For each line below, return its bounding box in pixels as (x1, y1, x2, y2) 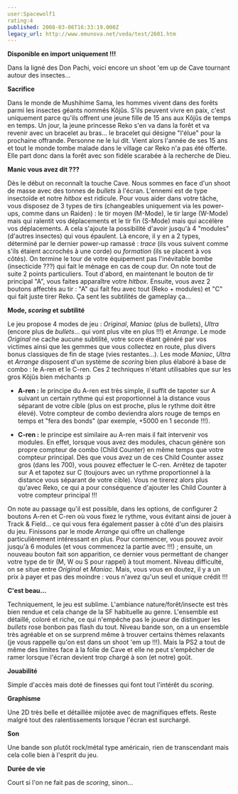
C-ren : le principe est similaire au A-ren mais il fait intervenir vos (17, 431, 208, 439)
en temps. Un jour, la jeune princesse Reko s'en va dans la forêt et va (7, 122, 210, 130)
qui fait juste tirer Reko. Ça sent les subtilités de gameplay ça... (7, 292, 191, 301)
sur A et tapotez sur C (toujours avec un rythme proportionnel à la (17, 468, 211, 477)
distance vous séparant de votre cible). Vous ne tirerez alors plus (17, 476, 208, 484)
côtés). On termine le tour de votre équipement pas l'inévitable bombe (7, 254, 213, 263)
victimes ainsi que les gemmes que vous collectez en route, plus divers (7, 343, 216, 351)
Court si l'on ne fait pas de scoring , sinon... (7, 778, 134, 787)
